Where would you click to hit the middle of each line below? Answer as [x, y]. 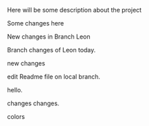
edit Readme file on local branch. [54, 76]
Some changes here [35, 23]
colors [16, 117]
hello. [15, 90]
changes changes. [33, 103]
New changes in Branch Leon [49, 36]
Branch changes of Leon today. [51, 50]
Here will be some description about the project [74, 10]
